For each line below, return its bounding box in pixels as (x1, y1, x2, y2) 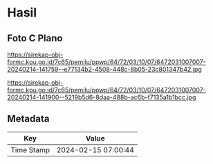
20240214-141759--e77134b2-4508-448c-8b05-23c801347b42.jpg (7, 65, 202, 73)
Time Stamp (10, 145, 50, 154)
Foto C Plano (7, 32, 63, 44)
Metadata (7, 113, 50, 125)
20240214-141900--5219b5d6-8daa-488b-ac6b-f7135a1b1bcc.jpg (7, 93, 196, 101)
